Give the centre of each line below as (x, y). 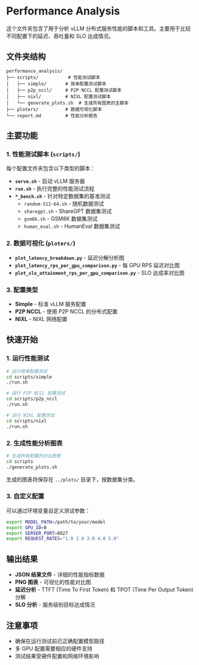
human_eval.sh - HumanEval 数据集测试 (72, 226)
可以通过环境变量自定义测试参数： (48, 510)
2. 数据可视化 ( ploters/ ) (41, 244)
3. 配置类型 (22, 290)
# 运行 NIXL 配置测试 (31, 415)
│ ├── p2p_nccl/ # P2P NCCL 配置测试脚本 (64, 90)
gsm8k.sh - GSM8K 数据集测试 (61, 219)
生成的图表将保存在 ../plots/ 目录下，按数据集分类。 (73, 479)
